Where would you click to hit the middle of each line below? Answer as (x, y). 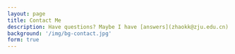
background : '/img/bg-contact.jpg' (60, 33)
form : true (23, 40)
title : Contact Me (34, 20)
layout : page (26, 14)
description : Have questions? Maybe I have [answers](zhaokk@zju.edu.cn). (120, 27)
